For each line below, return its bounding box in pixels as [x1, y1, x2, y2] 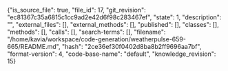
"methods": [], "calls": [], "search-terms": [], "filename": [7, 28, 166, 36]
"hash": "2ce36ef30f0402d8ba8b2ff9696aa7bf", [61, 43, 202, 50]
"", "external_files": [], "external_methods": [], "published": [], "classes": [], [7, 21, 219, 28]
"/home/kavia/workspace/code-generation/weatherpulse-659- [7, 35, 186, 43]
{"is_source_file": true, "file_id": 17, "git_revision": [7, 6, 146, 14]
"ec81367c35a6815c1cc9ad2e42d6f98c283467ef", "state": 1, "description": [7, 13, 222, 21]
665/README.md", [7, 43, 61, 50]
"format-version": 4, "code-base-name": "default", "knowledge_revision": [7, 50, 216, 58]
